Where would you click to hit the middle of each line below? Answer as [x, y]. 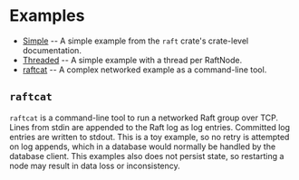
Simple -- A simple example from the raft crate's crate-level [135, 41]
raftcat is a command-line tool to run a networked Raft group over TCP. [144, 118]
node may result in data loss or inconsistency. [95, 166]
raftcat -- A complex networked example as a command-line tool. [145, 70]
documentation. [52, 50]
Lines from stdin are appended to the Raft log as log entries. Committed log [150, 127]
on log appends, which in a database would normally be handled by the [143, 147]
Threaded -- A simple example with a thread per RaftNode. [132, 60]
